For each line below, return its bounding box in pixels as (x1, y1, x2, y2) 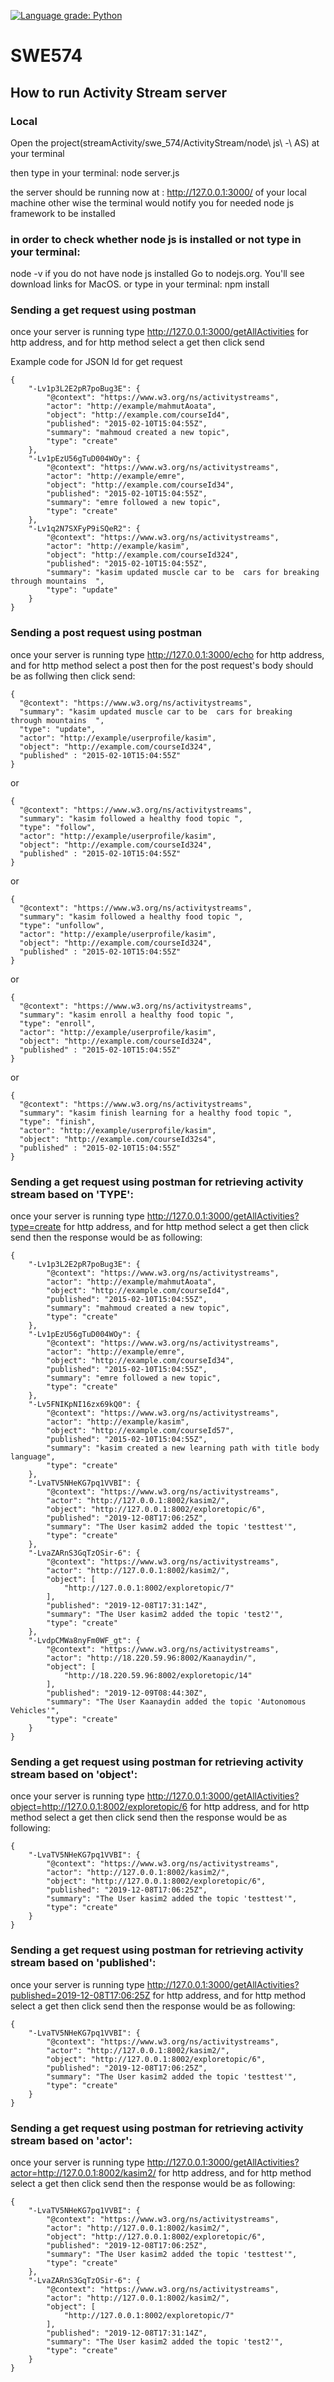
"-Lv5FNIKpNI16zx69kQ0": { (28, 1400, 141, 1410)
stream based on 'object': (10, 1767, 138, 1781)
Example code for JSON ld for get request (10, 356, 183, 368)
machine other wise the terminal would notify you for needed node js (10, 196, 295, 209)
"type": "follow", (19, 822, 97, 832)
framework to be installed (10, 207, 116, 219)
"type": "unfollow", (19, 920, 105, 930)
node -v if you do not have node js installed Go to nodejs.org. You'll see (10, 268, 305, 280)
